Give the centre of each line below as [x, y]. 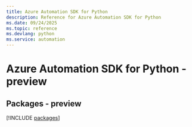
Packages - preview [44, 103]
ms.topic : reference [32, 28]
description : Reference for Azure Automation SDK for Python [84, 17]
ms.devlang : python [30, 34]
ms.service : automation [36, 39]
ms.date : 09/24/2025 [32, 23]
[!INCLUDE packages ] [33, 118]
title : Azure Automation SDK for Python [57, 12]
